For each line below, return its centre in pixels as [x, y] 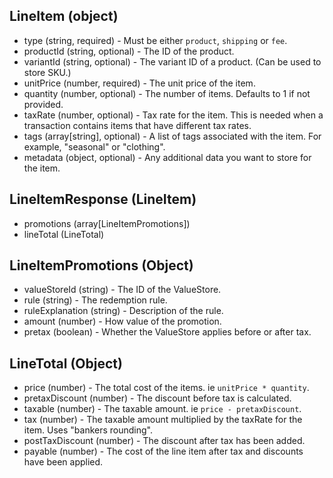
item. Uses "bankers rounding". [88, 430]
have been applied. [63, 462]
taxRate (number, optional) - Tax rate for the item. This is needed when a [173, 115]
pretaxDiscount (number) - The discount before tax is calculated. [157, 398]
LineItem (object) [64, 16]
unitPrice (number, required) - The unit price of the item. [139, 83]
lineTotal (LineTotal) [64, 234]
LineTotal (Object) [66, 363]
